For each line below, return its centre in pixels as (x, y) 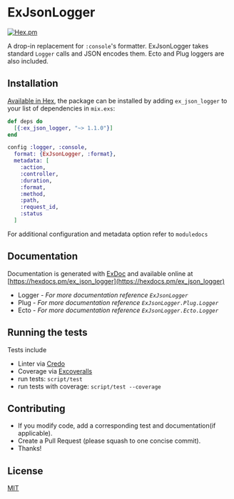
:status (31, 214)
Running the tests (47, 333)
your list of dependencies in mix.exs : (61, 108)
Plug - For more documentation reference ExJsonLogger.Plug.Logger (118, 302)
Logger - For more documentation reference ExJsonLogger (103, 295)
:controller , (40, 174)
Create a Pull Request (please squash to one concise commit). (109, 441)
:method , (33, 194)
